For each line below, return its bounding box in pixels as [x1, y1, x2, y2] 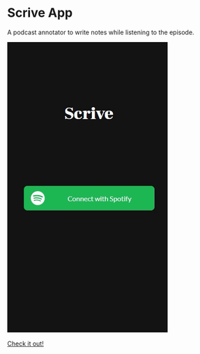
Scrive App [7, 5, 73, 21]
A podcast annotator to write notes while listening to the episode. [7, 28, 194, 36]
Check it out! [7, 339, 44, 348]
